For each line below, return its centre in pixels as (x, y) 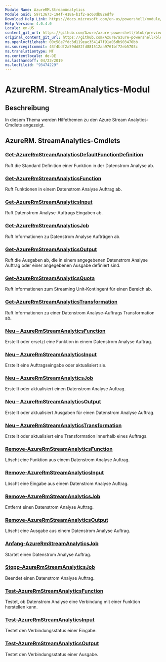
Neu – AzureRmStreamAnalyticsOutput (53, 402)
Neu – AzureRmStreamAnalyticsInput (51, 354)
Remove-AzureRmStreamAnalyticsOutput (57, 520)
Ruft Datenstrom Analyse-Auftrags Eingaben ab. (54, 213)
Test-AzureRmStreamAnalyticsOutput (52, 644)
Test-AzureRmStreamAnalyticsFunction (54, 591)
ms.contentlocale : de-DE (31, 56)
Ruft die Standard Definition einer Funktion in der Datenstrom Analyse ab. (80, 165)
